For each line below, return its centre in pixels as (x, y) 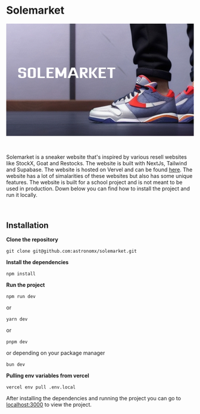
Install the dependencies (37, 262)
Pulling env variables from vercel (48, 376)
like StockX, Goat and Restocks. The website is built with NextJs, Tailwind (97, 164)
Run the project (26, 285)
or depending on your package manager (56, 353)
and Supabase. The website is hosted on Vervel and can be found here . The (99, 170)
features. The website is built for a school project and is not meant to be (94, 183)
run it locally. (22, 195)
